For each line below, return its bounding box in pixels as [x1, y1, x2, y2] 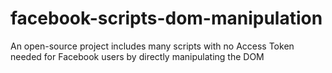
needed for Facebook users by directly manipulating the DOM [10, 50, 265, 62]
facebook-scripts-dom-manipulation [10, 7, 323, 30]
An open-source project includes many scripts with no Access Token [10, 40, 295, 52]
